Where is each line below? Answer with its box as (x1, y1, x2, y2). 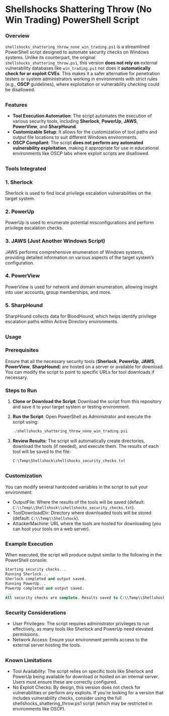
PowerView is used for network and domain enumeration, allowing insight (5, 284, 157, 290)
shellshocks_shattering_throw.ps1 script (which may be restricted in (12, 700, 152, 706)
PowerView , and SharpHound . (12, 124, 77, 130)
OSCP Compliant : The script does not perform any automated (12, 140, 143, 146)
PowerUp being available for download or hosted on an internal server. (12, 674, 159, 680)
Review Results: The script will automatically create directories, (12, 438, 145, 444)
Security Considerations (5, 609, 66, 616)
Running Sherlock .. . (5, 572, 49, 577)
